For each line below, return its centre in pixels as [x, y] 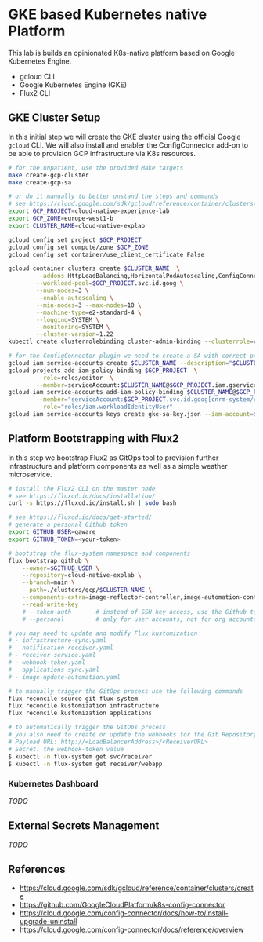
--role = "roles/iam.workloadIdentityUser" [105, 407]
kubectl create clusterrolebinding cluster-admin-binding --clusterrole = [131, 342]
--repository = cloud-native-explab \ [82, 575]
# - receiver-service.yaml [52, 655]
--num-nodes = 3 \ [63, 290]
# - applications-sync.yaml [54, 670]
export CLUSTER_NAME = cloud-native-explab [77, 225]
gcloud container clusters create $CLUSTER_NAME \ [94, 268]
